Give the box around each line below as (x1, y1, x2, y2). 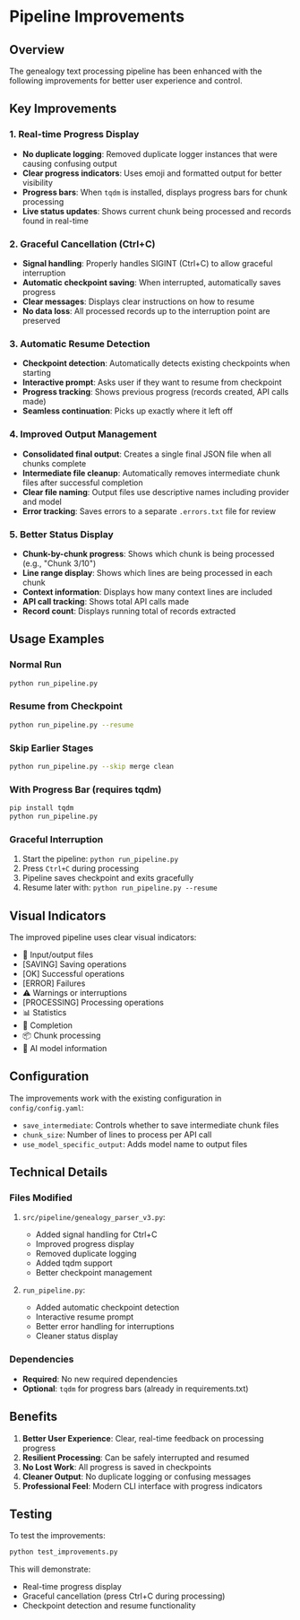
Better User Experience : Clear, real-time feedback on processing (21, 1433, 264, 1443)
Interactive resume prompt (35, 1311, 134, 1322)
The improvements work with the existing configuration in (9, 1093, 222, 1103)
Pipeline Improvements (9, 6, 185, 27)
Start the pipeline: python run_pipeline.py (21, 854, 179, 865)
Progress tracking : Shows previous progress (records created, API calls (21, 387, 289, 397)
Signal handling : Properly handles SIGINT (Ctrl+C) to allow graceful (21, 257, 273, 268)
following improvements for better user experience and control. (9, 75, 244, 86)
